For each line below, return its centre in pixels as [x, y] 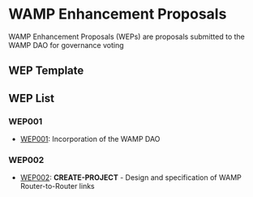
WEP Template [46, 71]
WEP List [32, 98]
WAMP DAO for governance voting [66, 45]
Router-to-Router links [57, 186]
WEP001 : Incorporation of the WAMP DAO [90, 139]
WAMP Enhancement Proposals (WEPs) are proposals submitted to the [126, 36]
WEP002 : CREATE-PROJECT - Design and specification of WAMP [131, 178]
